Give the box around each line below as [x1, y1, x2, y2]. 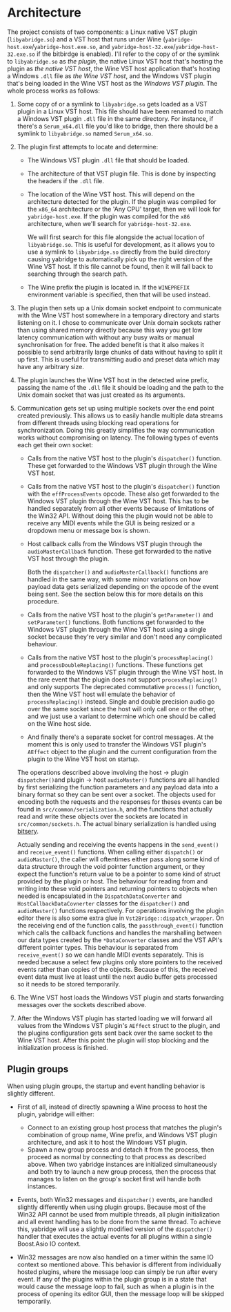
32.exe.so [7, 50, 36, 58]
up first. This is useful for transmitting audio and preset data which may [17, 355, 221, 364]
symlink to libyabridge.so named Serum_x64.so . [17, 129, 153, 138]
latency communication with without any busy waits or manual [17, 333, 194, 341]
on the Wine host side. [27, 719, 92, 727]
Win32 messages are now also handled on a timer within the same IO [17, 1253, 214, 1261]
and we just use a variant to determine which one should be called [27, 712, 216, 720]
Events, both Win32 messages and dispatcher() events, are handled [17, 1195, 212, 1203]
